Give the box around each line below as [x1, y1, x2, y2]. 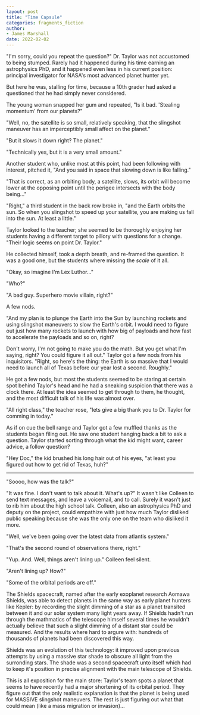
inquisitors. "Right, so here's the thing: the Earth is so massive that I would [6, 358, 188, 365]
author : [6, 25, 26, 32]
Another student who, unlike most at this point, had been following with [6, 160, 181, 167]
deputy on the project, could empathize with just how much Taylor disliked [6, 509, 189, 515]
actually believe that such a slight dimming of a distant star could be [6, 622, 173, 629]
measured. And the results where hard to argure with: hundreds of [6, 629, 168, 635]
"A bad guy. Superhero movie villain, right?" [6, 291, 113, 299]
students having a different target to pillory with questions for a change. [6, 233, 182, 240]
